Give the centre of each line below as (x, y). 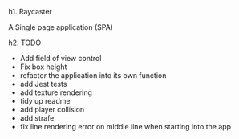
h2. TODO (25, 43)
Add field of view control (61, 58)
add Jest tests (43, 84)
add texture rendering (56, 92)
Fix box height (43, 67)
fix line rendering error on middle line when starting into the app (125, 127)
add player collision (52, 109)
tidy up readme (45, 101)
